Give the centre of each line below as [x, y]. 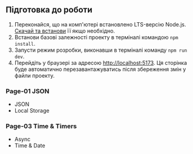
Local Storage [32, 111]
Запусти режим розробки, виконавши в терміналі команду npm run [101, 50]
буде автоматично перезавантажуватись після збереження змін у [100, 69]
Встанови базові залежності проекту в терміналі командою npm [97, 37]
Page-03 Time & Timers [41, 126]
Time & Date [30, 146]
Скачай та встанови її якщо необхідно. [65, 31]
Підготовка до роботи [49, 10]
